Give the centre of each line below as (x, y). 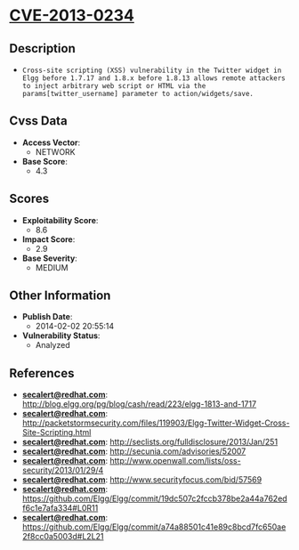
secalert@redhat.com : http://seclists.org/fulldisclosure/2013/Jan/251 (150, 442)
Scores (29, 199)
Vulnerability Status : (61, 336)
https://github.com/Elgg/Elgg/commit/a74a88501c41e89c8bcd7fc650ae (154, 527)
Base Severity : (49, 258)
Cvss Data (39, 121)
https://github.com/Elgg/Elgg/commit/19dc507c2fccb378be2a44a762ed (154, 498)
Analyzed (53, 345)
